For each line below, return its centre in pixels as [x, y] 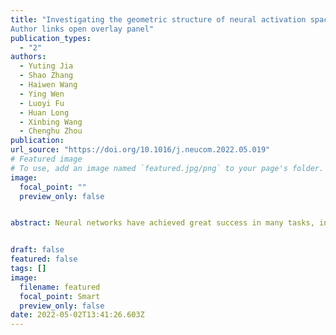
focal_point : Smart [60, 296]
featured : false [44, 259]
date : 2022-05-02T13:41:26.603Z [77, 315]
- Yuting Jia [46, 66]
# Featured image [46, 159]
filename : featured [60, 287]
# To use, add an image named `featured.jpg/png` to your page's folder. [167, 168]
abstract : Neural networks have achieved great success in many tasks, [162, 223]
